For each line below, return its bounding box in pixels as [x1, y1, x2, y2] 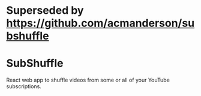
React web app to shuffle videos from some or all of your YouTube [6, 76, 170, 84]
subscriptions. [6, 83, 42, 90]
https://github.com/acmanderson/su [6, 16, 195, 30]
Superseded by [6, 4, 84, 17]
